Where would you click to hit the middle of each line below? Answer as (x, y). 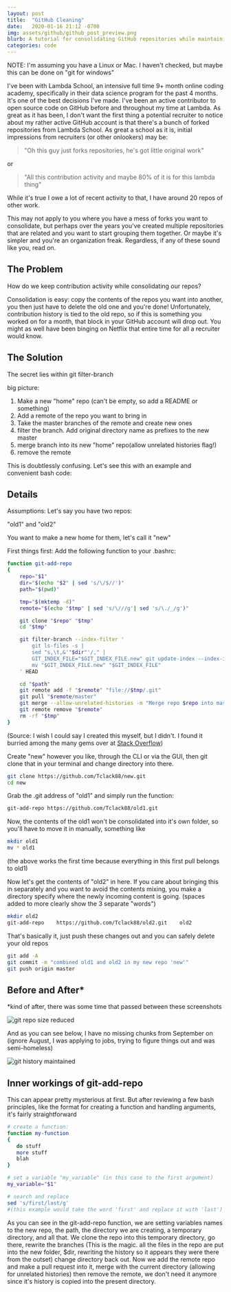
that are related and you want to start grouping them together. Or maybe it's (114, 233)
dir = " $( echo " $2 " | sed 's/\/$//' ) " (72, 583)
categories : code (32, 45)
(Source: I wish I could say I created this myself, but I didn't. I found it (105, 735)
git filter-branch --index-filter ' (72, 639)
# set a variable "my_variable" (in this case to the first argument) (110, 1178)
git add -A (23, 956)
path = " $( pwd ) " (40, 589)
